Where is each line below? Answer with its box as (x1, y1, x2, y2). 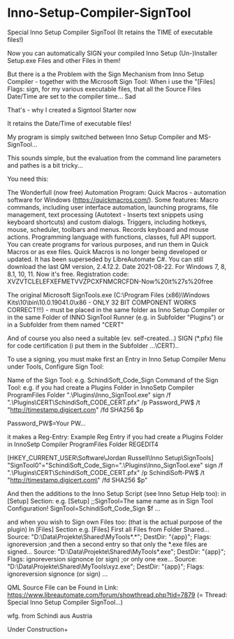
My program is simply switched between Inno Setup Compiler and (7, 133, 198, 141)
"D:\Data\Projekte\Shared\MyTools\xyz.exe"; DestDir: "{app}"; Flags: (7, 562, 205, 571)
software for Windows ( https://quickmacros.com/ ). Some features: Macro (7, 196, 219, 204)
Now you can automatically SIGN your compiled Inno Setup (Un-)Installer (7, 49, 218, 57)
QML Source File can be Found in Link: (7, 583, 119, 592)
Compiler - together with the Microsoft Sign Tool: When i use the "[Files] (7, 77, 215, 85)
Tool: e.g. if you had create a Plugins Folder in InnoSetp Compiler (7, 383, 194, 392)
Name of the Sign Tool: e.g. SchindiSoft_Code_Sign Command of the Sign (7, 376, 219, 384)
